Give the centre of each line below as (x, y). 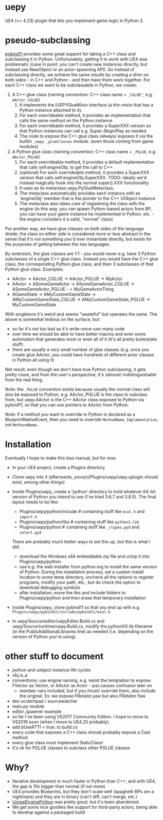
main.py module (28, 706)
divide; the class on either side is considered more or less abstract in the (78, 234)
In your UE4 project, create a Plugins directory (59, 467)
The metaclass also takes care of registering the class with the (82, 203)
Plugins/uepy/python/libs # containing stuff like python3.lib (79, 521)
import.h (28, 517)
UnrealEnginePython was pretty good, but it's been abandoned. (76, 802)
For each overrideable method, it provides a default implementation (87, 162)
